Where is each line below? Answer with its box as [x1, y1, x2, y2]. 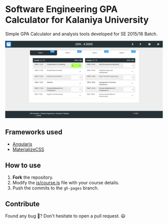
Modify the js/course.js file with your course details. [12, 180, 119, 186]
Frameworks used [5, 128, 62, 136]
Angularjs [12, 141, 32, 147]
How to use [5, 161, 41, 169]
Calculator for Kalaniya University [5, 14, 149, 26]
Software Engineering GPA [5, 4, 118, 15]
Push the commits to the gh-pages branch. [12, 185, 99, 191]
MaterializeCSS [12, 147, 44, 153]
